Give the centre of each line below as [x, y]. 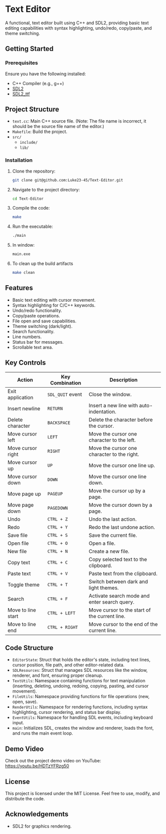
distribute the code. [25, 799]
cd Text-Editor [28, 199]
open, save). [25, 702]
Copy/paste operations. [36, 315]
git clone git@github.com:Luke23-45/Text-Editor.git [68, 180]
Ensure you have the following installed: [46, 74]
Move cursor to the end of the [123, 624]
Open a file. [102, 543]
